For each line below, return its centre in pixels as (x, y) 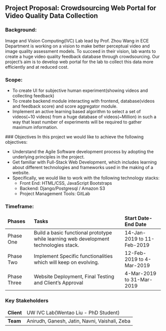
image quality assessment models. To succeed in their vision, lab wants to (81, 51)
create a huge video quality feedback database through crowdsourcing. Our (83, 56)
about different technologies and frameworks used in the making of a (83, 167)
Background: (21, 30)
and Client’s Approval (59, 283)
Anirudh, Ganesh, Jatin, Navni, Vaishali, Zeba (79, 321)
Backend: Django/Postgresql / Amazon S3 (62, 188)
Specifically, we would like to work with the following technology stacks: (86, 178)
